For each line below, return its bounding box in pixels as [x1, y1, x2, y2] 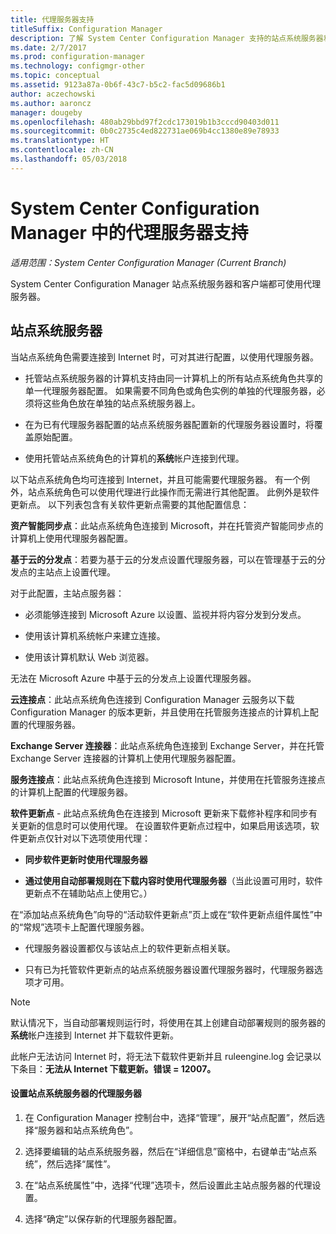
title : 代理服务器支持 [10, 14, 95, 25]
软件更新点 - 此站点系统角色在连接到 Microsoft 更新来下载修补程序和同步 [10, 807, 309, 819]
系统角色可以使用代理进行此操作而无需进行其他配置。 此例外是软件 [44, 486, 320, 498]
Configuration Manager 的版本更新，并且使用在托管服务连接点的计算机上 [10, 706, 310, 718]
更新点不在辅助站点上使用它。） [24, 887, 153, 899]
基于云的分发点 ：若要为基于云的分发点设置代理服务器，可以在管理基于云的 [10, 553, 317, 565]
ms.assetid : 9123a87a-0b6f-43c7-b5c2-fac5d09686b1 [10, 80, 226, 90]
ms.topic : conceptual [10, 71, 101, 81]
